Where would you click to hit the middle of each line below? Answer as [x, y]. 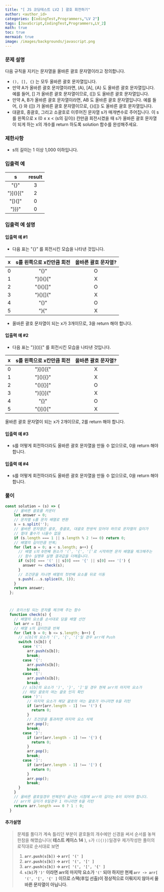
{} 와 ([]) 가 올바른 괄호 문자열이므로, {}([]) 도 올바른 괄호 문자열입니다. [86, 106]
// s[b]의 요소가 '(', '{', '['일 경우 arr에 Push [67, 637]
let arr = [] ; [28, 624]
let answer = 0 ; [31, 515]
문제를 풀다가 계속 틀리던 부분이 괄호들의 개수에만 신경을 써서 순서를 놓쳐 [86, 834]
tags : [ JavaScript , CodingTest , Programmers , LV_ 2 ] [56, 23]
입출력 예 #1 [16, 237]
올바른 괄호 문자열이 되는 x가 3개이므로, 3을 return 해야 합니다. [72, 323]
